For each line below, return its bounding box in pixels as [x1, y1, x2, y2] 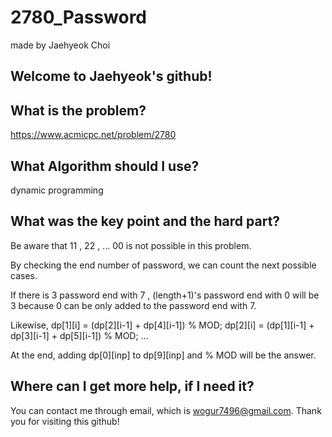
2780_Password [10, 6, 147, 29]
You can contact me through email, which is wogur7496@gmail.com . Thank [10, 404, 322, 416]
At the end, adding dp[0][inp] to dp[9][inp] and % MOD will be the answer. [10, 349, 317, 361]
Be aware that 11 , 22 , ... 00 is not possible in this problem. [10, 239, 252, 251]
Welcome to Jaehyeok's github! [10, 68, 213, 85]
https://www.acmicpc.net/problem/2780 [10, 129, 177, 141]
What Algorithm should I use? [10, 157, 200, 175]
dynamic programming [10, 184, 104, 196]
